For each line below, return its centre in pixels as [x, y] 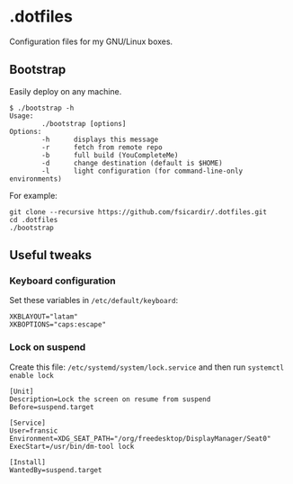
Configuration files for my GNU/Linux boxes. [91, 41]
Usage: [22, 116]
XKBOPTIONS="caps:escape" [58, 325]
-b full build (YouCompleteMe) [110, 155]
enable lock [31, 375]
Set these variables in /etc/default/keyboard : [93, 300]
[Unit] [22, 391]
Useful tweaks [51, 255]
